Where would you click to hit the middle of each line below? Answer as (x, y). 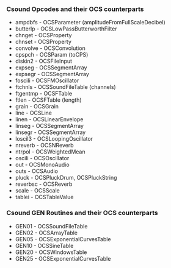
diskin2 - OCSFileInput (43, 61)
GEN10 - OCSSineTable (44, 245)
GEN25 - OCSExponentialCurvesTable (63, 258)
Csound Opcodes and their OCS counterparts (75, 9)
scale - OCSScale (37, 191)
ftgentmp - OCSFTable (43, 94)
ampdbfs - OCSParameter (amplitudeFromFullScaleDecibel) (90, 23)
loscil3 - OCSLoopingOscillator (54, 139)
